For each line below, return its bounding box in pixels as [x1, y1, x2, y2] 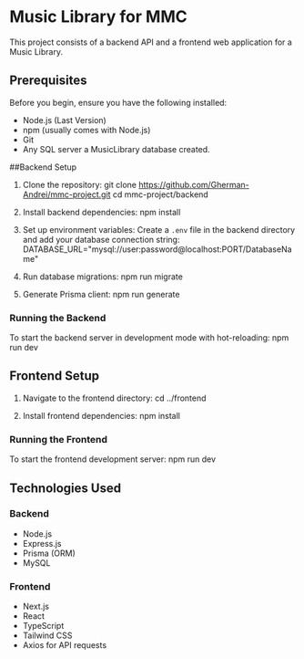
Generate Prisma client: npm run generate [22, 288, 180, 299]
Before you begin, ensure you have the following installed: [9, 97, 228, 108]
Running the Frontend [9, 433, 107, 445]
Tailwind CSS [22, 630, 73, 641]
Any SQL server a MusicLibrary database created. [22, 143, 211, 154]
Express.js [22, 538, 62, 549]
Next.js [22, 601, 50, 612]
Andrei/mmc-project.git [22, 189, 111, 200]
